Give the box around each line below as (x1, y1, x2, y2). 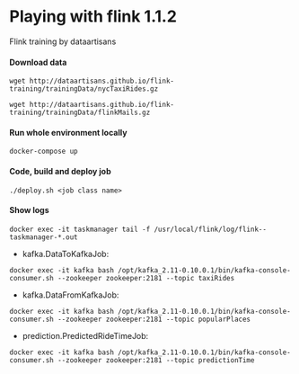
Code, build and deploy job (9, 165, 111, 176)
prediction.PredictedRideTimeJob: (22, 330, 149, 341)
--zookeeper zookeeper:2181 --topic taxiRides (57, 273, 235, 282)
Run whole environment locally (9, 127, 128, 138)
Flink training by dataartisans (9, 36, 117, 47)
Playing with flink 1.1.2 (9, 6, 178, 27)
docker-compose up (9, 147, 78, 156)
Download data (9, 57, 67, 67)
